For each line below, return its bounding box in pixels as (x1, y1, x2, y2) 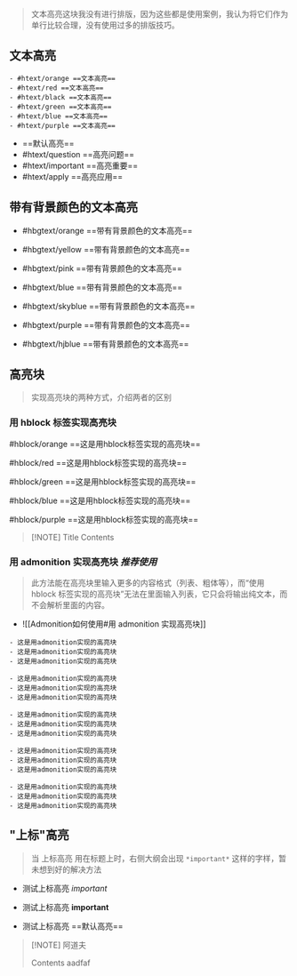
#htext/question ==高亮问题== (21, 148, 135, 159)
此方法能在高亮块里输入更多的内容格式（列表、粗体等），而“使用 (30, 578, 265, 588)
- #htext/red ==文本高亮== (9, 84, 104, 92)
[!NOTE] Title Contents (30, 532, 115, 542)
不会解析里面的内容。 (30, 600, 109, 611)
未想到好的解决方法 (30, 864, 102, 875)
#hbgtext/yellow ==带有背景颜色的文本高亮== (21, 244, 191, 254)
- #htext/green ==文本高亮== (9, 102, 112, 111)
